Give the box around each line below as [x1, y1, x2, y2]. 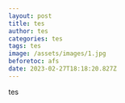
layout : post [8, 11, 52, 20]
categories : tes [8, 34, 63, 43]
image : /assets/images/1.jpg [8, 49, 106, 58]
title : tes [8, 19, 45, 28]
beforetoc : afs [8, 58, 60, 66]
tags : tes [8, 42, 42, 50]
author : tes [8, 27, 48, 35]
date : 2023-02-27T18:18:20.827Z [8, 65, 117, 73]
